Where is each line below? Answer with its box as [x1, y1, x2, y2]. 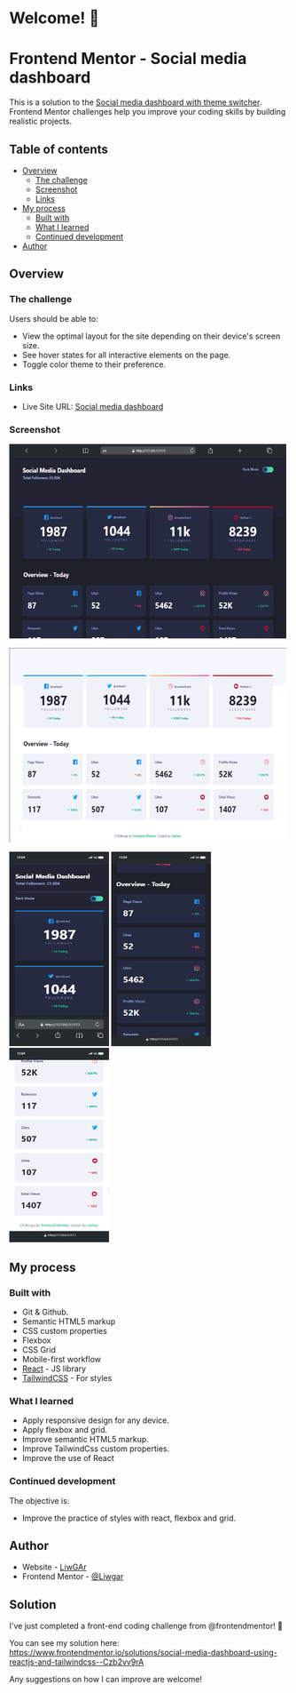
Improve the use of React [21, 1453, 115, 1464]
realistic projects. [9, 116, 73, 127]
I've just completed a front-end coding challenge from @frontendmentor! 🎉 [9, 1621, 284, 1632]
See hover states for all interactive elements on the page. [21, 349, 231, 360]
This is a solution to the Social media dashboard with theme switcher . [9, 97, 262, 108]
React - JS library [21, 1363, 87, 1374]
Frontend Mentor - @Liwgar [21, 1571, 124, 1582]
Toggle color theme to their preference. [21, 359, 167, 370]
